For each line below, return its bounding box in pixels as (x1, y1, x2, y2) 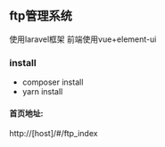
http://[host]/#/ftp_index (9, 128, 98, 139)
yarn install (21, 86, 63, 97)
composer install (21, 77, 84, 87)
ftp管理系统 (9, 8, 73, 24)
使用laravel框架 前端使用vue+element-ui (9, 34, 157, 45)
